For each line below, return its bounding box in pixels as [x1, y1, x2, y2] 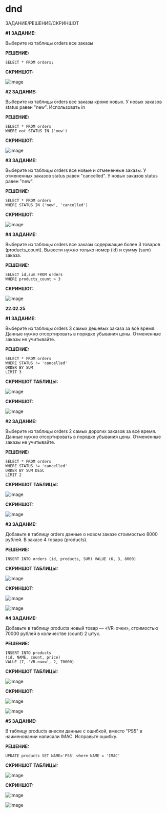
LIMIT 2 [5, 472, 22, 478]
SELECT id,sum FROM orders [5, 272, 63, 277]
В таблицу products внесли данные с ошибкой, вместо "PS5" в [5, 728, 142, 734]
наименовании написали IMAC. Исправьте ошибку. [5, 733, 118, 739]
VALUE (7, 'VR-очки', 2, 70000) [5, 659, 74, 664]
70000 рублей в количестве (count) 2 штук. [5, 630, 101, 637]
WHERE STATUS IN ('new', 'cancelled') [5, 202, 88, 208]
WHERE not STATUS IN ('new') [5, 128, 68, 133]
